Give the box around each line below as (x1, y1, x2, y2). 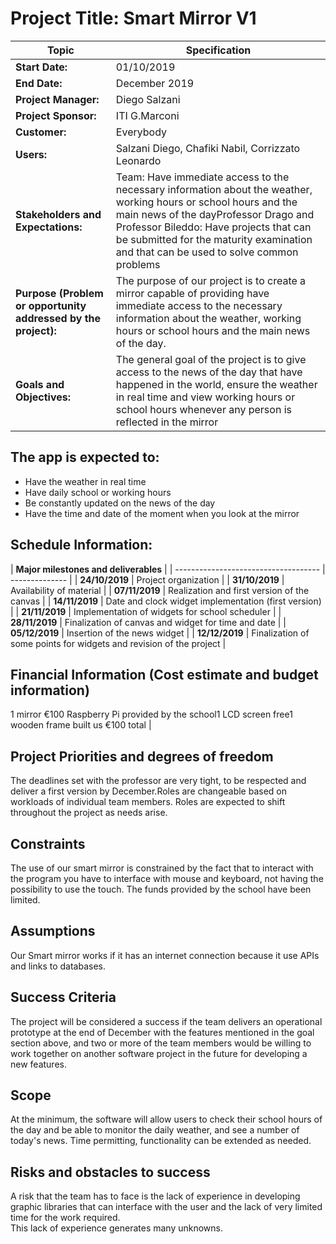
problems (115, 257, 161, 271)
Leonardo (115, 153, 162, 167)
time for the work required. (10, 1212, 121, 1224)
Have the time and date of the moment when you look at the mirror (24, 507, 300, 519)
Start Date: (15, 60, 68, 74)
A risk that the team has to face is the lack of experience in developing (10, 1190, 301, 1202)
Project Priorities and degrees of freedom (10, 748, 274, 765)
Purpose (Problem (15, 286, 104, 300)
